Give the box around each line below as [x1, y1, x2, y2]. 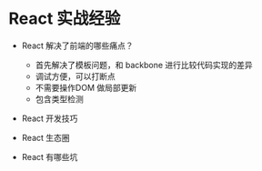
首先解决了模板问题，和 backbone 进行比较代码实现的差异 [35, 59, 254, 70]
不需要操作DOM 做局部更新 [35, 82, 137, 93]
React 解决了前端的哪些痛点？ [21, 40, 134, 51]
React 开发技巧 [21, 113, 78, 124]
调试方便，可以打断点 [35, 70, 116, 82]
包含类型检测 [35, 93, 84, 105]
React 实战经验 [8, 8, 121, 29]
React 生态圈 [21, 132, 70, 143]
